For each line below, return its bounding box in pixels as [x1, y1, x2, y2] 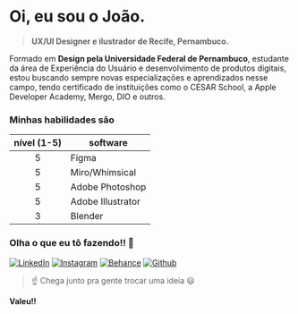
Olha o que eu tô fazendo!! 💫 [9, 237, 134, 250]
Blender [70, 210, 104, 223]
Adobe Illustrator [70, 195, 141, 208]
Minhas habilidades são [9, 114, 115, 126]
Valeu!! [9, 295, 38, 306]
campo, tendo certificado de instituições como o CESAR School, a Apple [9, 81, 277, 92]
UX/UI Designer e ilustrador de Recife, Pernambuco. [30, 36, 230, 47]
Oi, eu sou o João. [9, 6, 146, 27]
